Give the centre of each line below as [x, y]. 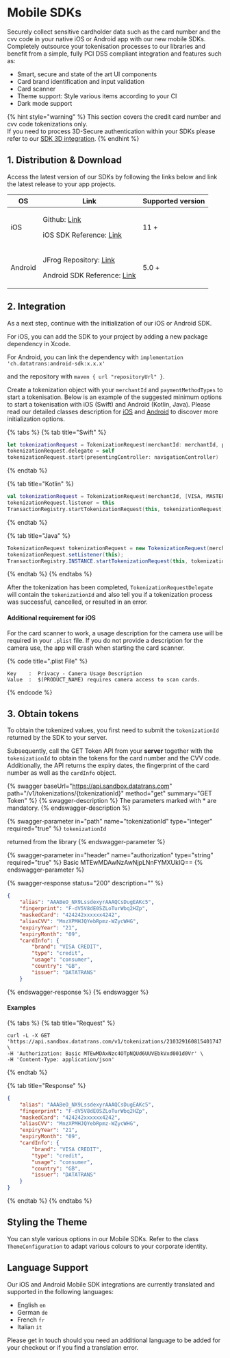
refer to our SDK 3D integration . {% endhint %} [73, 138]
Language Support [48, 1268]
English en [31, 1305]
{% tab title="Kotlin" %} [40, 484]
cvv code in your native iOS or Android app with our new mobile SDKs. [106, 38]
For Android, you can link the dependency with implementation [95, 357]
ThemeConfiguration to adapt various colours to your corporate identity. [107, 1246]
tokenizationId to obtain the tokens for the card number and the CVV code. [114, 758]
